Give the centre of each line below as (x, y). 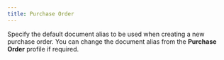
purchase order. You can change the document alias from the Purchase (112, 41)
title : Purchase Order (41, 14)
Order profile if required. (43, 49)
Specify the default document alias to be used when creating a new (106, 34)
